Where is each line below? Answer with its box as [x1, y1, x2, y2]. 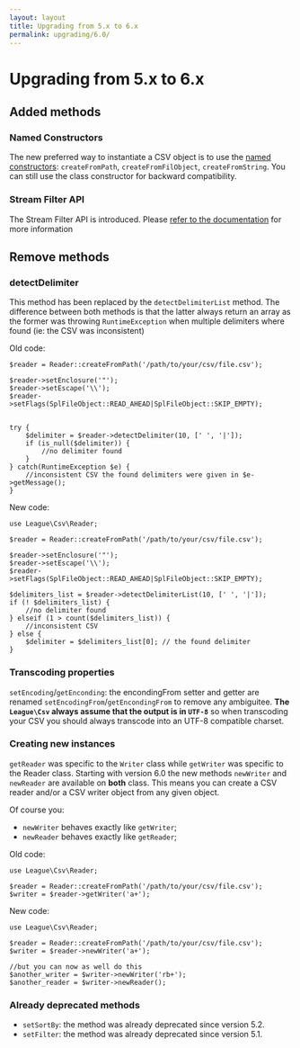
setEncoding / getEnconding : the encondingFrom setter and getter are [9, 686, 260, 697]
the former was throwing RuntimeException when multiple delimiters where [9, 316, 285, 327]
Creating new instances [9, 738, 116, 750]
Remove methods [9, 249, 110, 264]
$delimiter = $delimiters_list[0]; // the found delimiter [25, 638, 251, 647]
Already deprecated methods [9, 999, 141, 1011]
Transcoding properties [9, 667, 115, 679]
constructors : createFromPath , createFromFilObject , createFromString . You [9, 161, 286, 172]
